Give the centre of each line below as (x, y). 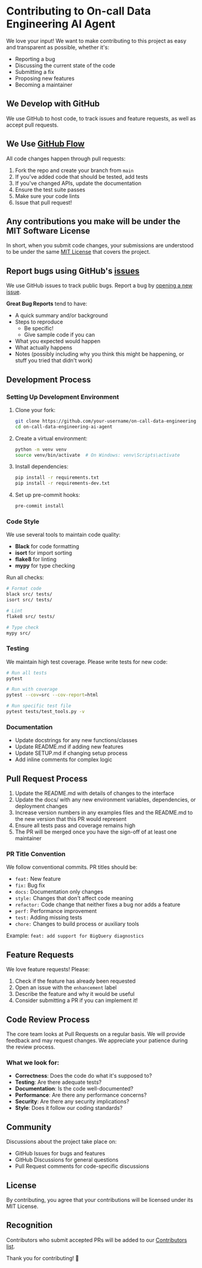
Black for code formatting (47, 546)
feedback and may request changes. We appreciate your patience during (97, 1041)
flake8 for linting (36, 559)
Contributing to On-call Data (79, 11)
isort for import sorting (43, 553)
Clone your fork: (35, 410)
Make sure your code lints (47, 196)
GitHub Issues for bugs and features (60, 1153)
